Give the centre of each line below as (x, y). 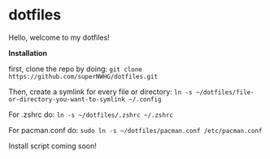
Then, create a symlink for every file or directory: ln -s (100, 92)
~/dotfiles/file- (225, 92)
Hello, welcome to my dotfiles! (59, 37)
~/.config (145, 99)
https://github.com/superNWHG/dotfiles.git (83, 76)
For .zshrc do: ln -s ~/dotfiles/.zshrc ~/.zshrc (91, 114)
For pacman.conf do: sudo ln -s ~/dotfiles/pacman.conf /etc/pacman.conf (135, 130)
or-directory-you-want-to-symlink (67, 99)
